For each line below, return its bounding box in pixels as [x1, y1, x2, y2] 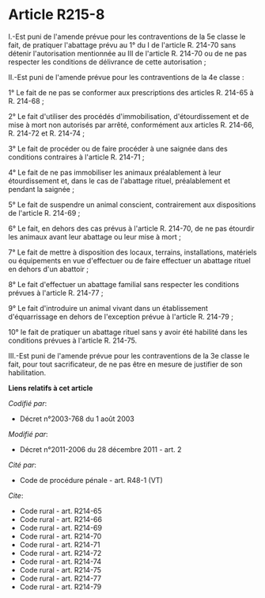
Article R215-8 [8, 6, 105, 24]
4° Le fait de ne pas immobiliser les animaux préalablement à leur [8, 167, 221, 177]
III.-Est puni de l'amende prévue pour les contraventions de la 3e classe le [8, 351, 250, 360]
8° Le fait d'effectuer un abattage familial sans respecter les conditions [8, 279, 240, 289]
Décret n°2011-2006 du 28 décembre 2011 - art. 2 [19, 444, 182, 454]
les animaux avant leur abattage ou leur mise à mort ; [8, 232, 182, 241]
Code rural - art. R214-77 [19, 573, 101, 583]
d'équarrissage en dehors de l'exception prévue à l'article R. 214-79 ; [8, 312, 233, 321]
